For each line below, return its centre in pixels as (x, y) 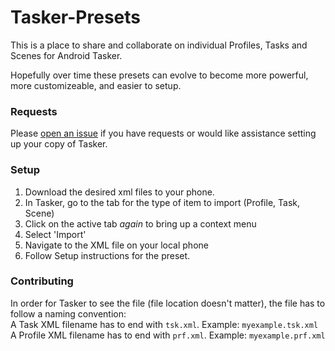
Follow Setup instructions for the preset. (107, 255)
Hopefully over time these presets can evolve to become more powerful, (159, 75)
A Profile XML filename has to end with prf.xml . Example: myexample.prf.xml (168, 335)
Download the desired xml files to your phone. (119, 192)
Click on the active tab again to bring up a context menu (140, 223)
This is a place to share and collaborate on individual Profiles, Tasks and (159, 45)
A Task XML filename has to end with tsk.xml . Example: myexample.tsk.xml (164, 324)
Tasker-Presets (75, 17)
